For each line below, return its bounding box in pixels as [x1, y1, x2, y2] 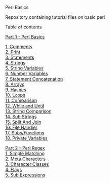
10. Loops [5, 92, 25, 98]
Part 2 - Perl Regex [5, 145, 45, 151]
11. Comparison [5, 97, 37, 103]
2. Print [5, 49, 21, 55]
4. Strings [5, 60, 26, 65]
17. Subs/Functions [5, 130, 45, 136]
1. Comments [5, 44, 33, 50]
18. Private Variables [5, 135, 48, 141]
